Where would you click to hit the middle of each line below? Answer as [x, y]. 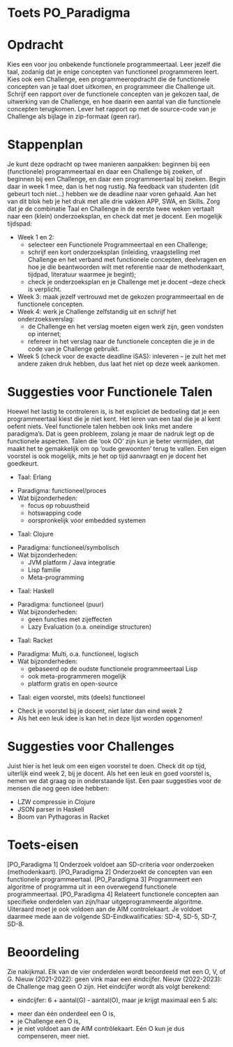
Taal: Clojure [35, 534]
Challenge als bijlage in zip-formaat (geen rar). [74, 116]
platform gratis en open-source [73, 684]
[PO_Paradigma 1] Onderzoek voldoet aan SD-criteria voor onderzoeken [111, 864]
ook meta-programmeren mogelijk [77, 676]
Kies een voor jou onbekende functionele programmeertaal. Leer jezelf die [114, 64]
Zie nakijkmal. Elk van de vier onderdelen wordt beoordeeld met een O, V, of [116, 971]
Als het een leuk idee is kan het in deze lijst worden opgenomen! [110, 718]
